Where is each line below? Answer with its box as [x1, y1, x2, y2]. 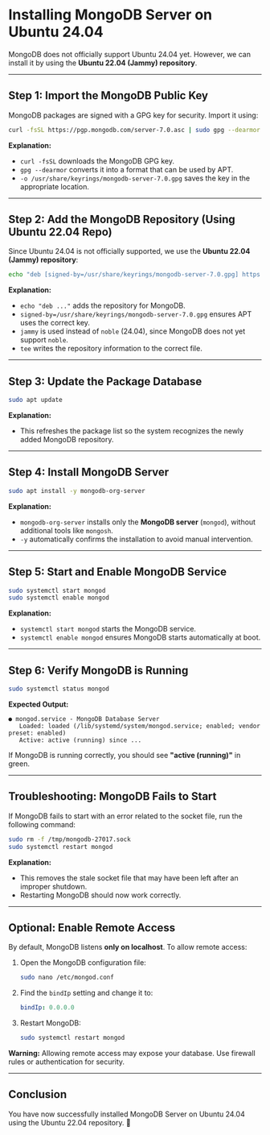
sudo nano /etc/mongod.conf [19, 973, 114, 982]
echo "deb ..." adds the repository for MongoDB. [19, 300, 186, 311]
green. [8, 759, 31, 768]
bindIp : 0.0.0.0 [19, 1004, 75, 1012]
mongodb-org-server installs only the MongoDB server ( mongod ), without [19, 517, 256, 527]
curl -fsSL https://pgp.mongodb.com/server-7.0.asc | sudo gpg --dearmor [8, 126, 261, 134]
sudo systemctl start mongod [8, 586, 106, 594]
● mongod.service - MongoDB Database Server [8, 715, 160, 723]
